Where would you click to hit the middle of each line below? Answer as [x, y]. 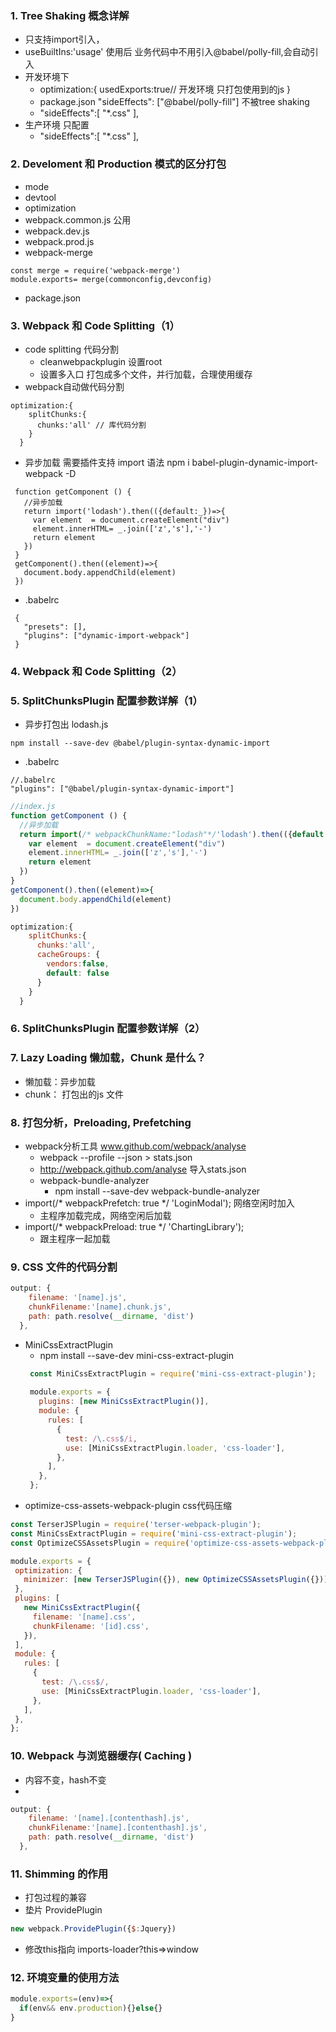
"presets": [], [55, 627]
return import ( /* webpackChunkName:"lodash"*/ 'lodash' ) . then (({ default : [174, 834]
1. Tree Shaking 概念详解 [70, 15]
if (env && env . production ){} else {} [91, 2008]
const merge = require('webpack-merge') [96, 270]
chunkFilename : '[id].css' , [91, 1626]
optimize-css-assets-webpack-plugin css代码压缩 [128, 1506]
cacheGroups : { [68, 955]
